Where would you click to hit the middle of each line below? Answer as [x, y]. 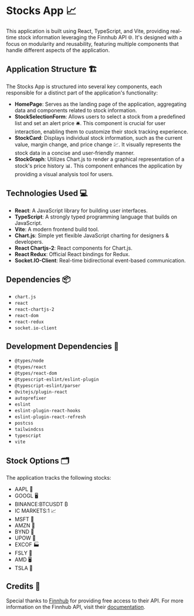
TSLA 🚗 [24, 568]
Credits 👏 [23, 586]
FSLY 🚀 [23, 553]
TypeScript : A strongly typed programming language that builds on [96, 217]
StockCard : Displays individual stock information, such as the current [98, 137]
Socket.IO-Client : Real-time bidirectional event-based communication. [100, 260]
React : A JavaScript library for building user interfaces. [81, 210]
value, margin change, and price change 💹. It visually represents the [98, 144]
